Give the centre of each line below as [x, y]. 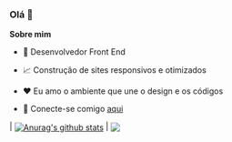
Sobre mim [30, 35]
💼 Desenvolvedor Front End [74, 52]
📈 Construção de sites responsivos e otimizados [114, 70]
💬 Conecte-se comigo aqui [73, 109]
